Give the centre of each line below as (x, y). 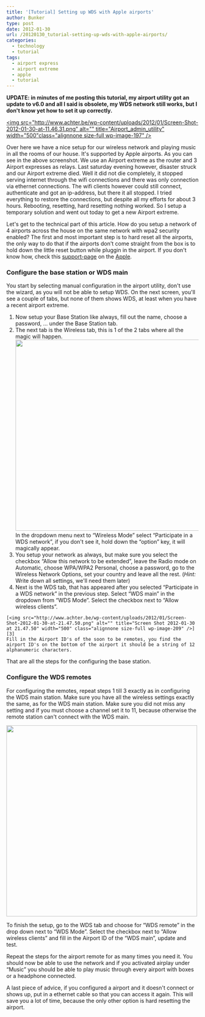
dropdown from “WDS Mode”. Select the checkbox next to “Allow (97, 601)
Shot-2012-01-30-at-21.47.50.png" (50, 623)
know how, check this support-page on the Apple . (69, 257)
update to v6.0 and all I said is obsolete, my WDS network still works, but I (102, 104)
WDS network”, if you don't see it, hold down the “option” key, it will (100, 542)
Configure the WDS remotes (49, 678)
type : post (20, 23)
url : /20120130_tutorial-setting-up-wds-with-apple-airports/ (87, 35)
